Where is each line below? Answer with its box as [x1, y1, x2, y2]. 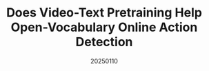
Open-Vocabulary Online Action [10, 19, 198, 35]
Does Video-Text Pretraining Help [6, 5, 202, 21]
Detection [75, 34, 133, 50]
